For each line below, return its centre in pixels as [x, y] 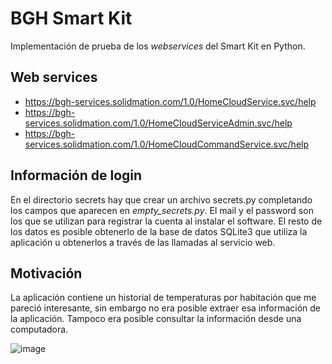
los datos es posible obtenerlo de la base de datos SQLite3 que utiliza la [159, 231]
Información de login [76, 175]
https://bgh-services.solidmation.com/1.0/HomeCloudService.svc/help [170, 101]
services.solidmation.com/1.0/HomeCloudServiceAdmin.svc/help [158, 123]
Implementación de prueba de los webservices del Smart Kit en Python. [158, 46]
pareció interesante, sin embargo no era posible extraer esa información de [166, 308]
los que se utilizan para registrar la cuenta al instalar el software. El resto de [166, 221]
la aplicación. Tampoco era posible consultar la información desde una [156, 319]
